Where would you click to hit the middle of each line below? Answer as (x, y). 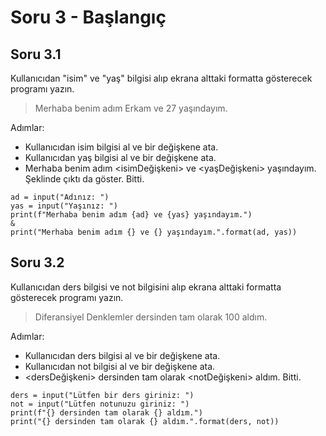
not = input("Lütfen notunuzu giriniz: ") (100, 404)
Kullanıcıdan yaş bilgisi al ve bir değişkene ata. (120, 157)
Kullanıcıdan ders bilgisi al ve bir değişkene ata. (122, 355)
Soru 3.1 (36, 54)
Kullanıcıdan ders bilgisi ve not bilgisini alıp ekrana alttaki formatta (146, 287)
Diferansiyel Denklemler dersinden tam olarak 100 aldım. (151, 317)
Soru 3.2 (37, 262)
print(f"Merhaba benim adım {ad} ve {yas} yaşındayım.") (131, 215)
